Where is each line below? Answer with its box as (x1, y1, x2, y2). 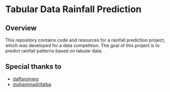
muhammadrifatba (12, 81, 52, 87)
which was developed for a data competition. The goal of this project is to (5, 42, 160, 49)
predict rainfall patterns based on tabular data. (5, 48, 103, 54)
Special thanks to (5, 62, 62, 71)
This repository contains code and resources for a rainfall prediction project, (5, 37, 165, 43)
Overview (5, 24, 37, 32)
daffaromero (12, 76, 39, 82)
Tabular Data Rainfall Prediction (5, 4, 141, 15)
